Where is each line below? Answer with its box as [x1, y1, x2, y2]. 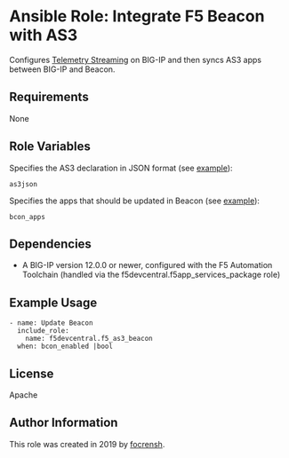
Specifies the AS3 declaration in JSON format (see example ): [9, 162, 233, 173]
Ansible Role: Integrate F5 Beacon [9, 6, 265, 27]
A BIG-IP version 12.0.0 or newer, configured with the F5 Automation [21, 260, 273, 271]
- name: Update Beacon [9, 319, 93, 328]
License [9, 366, 54, 381]
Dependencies [9, 236, 92, 251]
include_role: [17, 327, 69, 336]
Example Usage [9, 295, 98, 310]
